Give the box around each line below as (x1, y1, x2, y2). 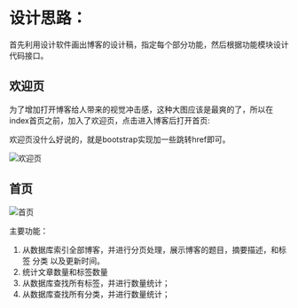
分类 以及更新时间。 (32, 255, 105, 266)
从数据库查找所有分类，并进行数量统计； (21, 288, 170, 299)
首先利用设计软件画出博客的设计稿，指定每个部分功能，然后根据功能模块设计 (9, 39, 289, 50)
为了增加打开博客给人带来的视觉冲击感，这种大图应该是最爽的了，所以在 (9, 104, 273, 115)
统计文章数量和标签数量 (21, 266, 108, 277)
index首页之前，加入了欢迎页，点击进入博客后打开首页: (9, 115, 210, 125)
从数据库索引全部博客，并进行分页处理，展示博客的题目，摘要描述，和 (21, 244, 279, 255)
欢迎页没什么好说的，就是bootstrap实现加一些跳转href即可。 (9, 134, 231, 145)
